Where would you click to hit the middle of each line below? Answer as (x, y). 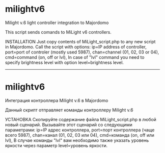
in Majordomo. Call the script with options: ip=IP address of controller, (76, 47)
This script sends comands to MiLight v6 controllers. (58, 32)
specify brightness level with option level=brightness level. (65, 62)
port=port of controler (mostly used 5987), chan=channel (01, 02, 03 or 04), (82, 52)
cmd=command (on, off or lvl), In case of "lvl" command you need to (75, 57)
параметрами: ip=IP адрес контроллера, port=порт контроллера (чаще (80, 130)
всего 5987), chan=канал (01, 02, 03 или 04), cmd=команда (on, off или (80, 135)
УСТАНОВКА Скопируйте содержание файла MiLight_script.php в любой (81, 119)
